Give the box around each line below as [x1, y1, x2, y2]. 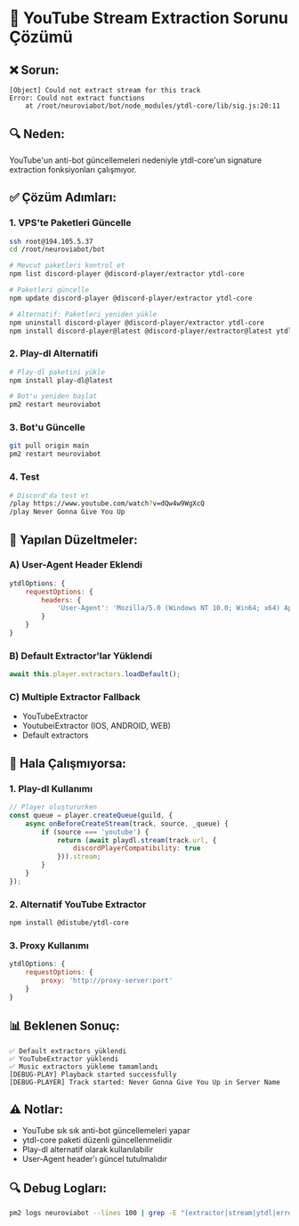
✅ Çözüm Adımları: [9, 190, 117, 206]
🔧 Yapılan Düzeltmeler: [9, 532, 138, 547]
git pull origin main [9, 441, 90, 450]
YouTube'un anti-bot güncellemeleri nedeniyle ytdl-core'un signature [9, 155, 263, 165]
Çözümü [9, 27, 73, 47]
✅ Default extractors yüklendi [9, 1046, 127, 1055]
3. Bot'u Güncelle [9, 422, 86, 434]
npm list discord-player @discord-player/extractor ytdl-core [9, 270, 245, 278]
